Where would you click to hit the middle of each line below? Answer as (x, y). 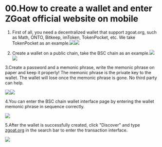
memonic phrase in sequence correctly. (45, 106)
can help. (14, 82)
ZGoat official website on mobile (72, 19)
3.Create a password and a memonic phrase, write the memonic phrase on (80, 67)
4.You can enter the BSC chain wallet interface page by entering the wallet (80, 101)
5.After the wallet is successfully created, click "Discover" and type (72, 125)
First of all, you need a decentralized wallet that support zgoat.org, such (84, 32)
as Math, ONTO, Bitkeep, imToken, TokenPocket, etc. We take (73, 37)
